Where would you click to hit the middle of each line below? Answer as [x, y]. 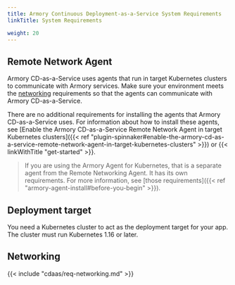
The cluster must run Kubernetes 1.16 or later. [73, 234]
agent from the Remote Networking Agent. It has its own [106, 173]
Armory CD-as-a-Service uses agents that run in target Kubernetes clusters [117, 79]
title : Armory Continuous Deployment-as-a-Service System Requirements [114, 14]
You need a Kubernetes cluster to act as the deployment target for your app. [118, 227]
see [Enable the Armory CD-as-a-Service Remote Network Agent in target [115, 129]
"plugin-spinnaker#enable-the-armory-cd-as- [157, 137]
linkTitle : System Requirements [55, 20]
